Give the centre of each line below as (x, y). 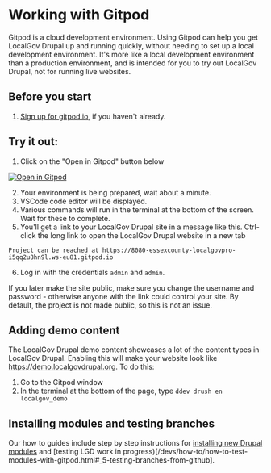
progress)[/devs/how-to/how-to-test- (186, 452)
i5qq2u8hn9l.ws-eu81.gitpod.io (61, 257)
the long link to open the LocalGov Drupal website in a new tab (142, 235)
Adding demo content (64, 330)
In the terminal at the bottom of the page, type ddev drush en (121, 391)
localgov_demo (44, 399)
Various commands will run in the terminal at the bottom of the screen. (137, 209)
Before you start (50, 97)
